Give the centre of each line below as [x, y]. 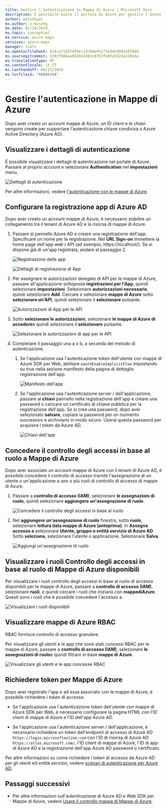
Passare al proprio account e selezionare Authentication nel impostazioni [82, 167]
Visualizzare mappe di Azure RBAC [60, 622]
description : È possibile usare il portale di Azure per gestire [74, 14]
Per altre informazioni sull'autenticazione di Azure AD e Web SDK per [83, 796]
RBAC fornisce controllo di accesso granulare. [52, 634]
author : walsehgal [24, 19]
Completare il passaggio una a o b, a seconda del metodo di [74, 344]
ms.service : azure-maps [30, 38]
